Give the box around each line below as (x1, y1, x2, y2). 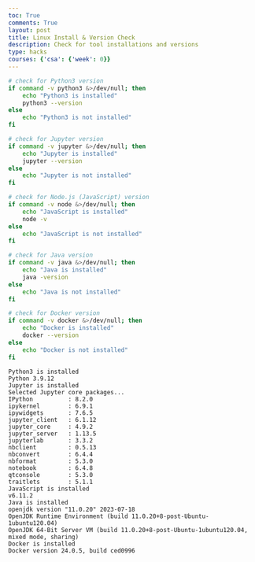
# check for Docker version (8, 309, 101, 317)
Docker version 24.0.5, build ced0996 (8, 546, 135, 555)
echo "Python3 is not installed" (22, 113, 132, 122)
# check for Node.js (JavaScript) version (8, 194, 150, 202)
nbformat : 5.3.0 (8, 457, 93, 465)
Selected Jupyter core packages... (8, 388, 125, 396)
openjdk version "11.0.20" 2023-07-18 (8, 505, 135, 513)
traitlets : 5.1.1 (8, 478, 93, 486)
